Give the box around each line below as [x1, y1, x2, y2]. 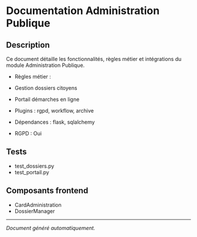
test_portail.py [14, 168, 50, 175]
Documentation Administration [6, 4, 160, 18]
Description [6, 40, 50, 50]
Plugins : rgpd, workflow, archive [14, 107, 94, 114]
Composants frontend [6, 186, 89, 196]
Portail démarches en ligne [14, 96, 80, 103]
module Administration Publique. [6, 62, 85, 69]
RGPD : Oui [14, 130, 42, 137]
